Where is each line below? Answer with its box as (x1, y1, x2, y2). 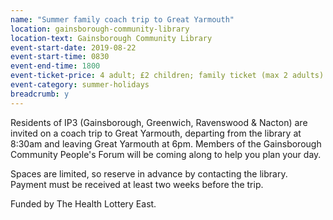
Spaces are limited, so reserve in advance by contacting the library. (10, 167, 288, 180)
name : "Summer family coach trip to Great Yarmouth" (10, 14, 235, 25)
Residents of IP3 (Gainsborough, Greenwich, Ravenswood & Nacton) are (10, 116, 308, 128)
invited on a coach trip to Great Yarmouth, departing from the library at (10, 127, 302, 139)
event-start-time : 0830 (10, 52, 110, 62)
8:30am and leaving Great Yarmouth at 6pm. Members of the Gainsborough (10, 137, 322, 150)
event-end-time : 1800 (10, 61, 101, 71)
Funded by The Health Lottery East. (10, 197, 157, 210)
